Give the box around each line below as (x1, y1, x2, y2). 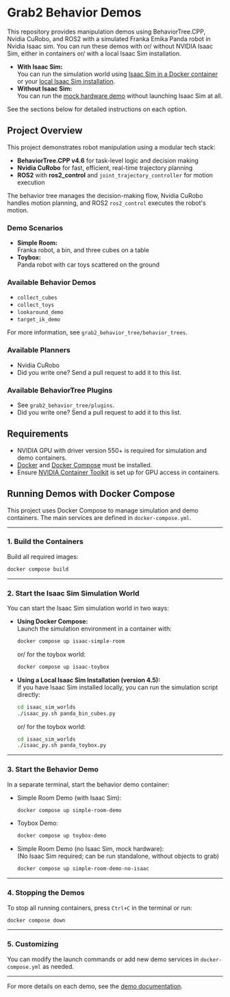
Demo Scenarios (7, 223, 64, 232)
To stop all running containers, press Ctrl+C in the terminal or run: (7, 903, 193, 912)
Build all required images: (7, 552, 79, 561)
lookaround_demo (16, 309, 64, 316)
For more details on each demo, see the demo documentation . (7, 982, 183, 990)
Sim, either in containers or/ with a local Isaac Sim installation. (7, 49, 181, 58)
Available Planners (7, 345, 71, 355)
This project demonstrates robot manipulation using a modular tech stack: (7, 143, 216, 151)
